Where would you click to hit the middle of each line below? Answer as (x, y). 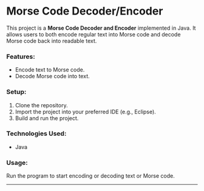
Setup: (16, 92)
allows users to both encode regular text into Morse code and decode (93, 34)
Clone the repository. (41, 105)
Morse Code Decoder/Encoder (85, 11)
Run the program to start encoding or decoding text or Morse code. (90, 176)
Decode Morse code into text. (52, 76)
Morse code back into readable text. (52, 41)
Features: (21, 56)
